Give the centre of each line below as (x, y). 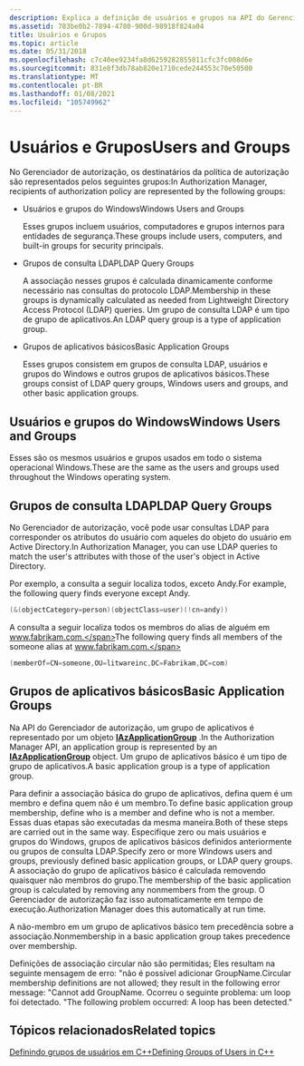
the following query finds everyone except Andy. (100, 593)
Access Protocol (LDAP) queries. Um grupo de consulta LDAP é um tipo (156, 310)
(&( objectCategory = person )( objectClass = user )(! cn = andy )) (119, 610)
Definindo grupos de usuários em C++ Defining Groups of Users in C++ (142, 1052)
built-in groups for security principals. (93, 246)
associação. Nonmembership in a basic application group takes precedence (150, 936)
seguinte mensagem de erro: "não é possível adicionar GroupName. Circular (150, 973)
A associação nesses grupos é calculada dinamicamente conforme (147, 281)
